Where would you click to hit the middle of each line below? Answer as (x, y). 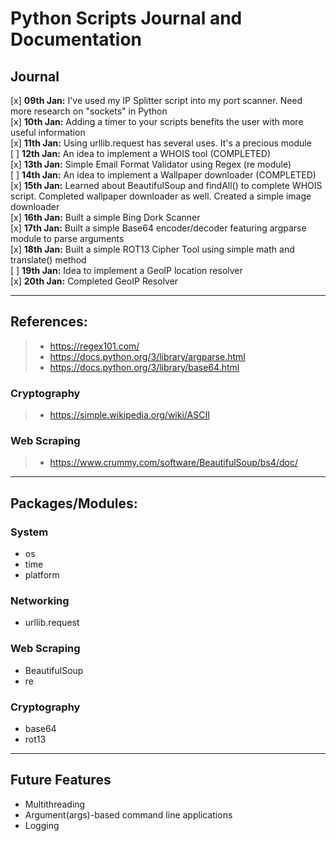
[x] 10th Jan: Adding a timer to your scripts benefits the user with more (157, 121)
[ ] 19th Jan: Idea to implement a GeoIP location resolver (126, 270)
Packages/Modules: (74, 503)
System (29, 532)
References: (49, 322)
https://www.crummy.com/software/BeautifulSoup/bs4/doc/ (173, 463)
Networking (40, 601)
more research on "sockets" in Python (89, 111)
